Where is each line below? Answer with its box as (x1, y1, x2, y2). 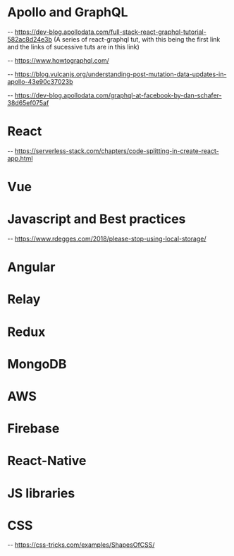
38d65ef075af (7, 98, 49, 107)
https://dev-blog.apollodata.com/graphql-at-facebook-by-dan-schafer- (14, 91, 222, 99)
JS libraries (7, 485, 75, 501)
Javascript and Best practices (7, 211, 186, 227)
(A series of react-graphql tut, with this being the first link (54, 35, 221, 43)
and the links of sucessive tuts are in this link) (7, 42, 140, 51)
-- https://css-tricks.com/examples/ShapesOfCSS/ (7, 540, 155, 549)
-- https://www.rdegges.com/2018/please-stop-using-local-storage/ (7, 234, 207, 243)
